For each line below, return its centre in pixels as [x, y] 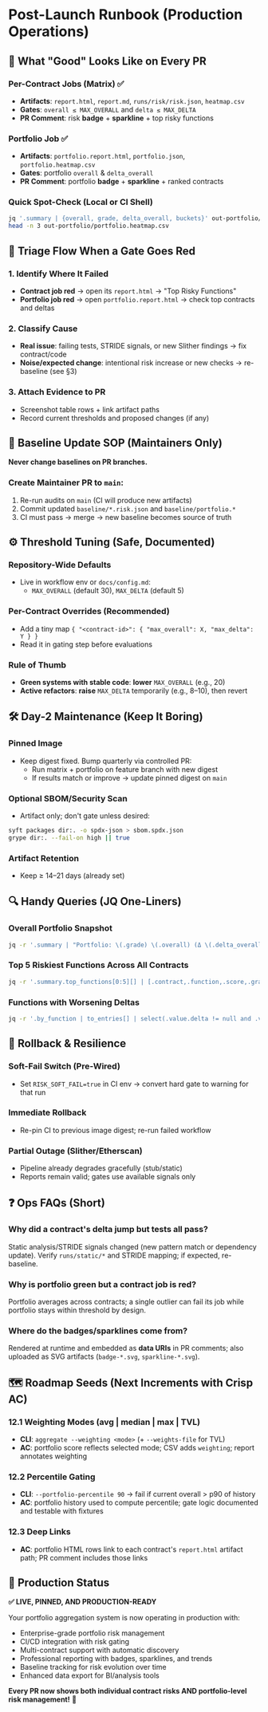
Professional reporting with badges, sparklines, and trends [116, 1659]
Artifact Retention [44, 858]
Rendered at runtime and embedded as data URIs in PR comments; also [126, 1348]
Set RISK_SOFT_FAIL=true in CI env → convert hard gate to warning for [134, 1084]
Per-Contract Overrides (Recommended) [89, 612]
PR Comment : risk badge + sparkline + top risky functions [116, 118]
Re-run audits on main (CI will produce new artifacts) [106, 500]
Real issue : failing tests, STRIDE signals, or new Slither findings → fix [133, 346]
